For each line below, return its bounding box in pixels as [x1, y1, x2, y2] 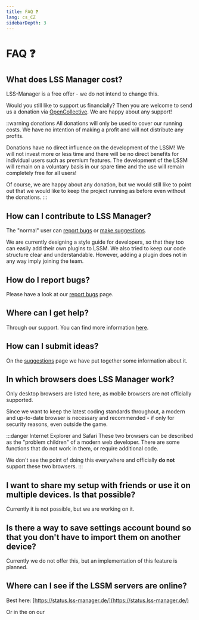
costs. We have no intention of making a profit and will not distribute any [6, 126, 184, 133]
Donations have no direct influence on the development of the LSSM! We [6, 144, 185, 151]
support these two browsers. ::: [6, 463, 83, 470]
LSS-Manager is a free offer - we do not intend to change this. [6, 90, 159, 97]
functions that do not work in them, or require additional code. [6, 445, 159, 452]
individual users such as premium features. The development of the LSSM [6, 156, 188, 164]
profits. [6, 133, 24, 140]
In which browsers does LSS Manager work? [6, 375, 175, 385]
